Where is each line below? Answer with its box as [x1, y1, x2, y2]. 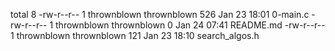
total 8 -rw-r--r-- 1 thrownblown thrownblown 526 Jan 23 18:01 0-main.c [10, 9, 310, 20]
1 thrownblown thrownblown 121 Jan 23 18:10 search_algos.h [10, 30, 260, 41]
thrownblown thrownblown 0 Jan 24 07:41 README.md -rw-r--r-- [55, 19, 326, 31]
